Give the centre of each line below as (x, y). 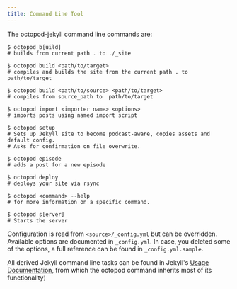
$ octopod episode (34, 159)
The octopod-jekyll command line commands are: (80, 34)
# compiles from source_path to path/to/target (80, 96)
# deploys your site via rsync (53, 183)
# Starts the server (38, 220)
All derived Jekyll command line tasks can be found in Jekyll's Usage (108, 262)
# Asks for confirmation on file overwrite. (74, 146)
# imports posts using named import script (73, 115)
